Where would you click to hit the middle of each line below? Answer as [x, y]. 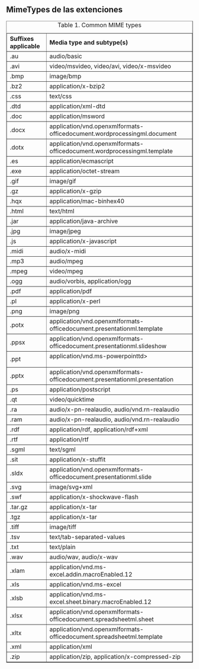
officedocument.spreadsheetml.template [106, 636]
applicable [25, 46]
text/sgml [62, 449]
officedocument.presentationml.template [106, 329]
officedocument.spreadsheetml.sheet [102, 619]
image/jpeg [65, 231]
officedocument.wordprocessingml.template [111, 151]
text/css [61, 96]
